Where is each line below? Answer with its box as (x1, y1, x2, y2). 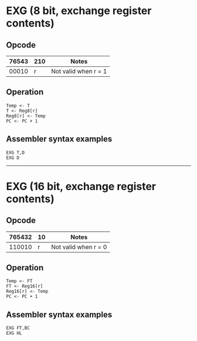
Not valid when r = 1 (50, 67, 107, 75)
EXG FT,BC (6, 325, 30, 331)
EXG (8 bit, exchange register (6, 4, 152, 18)
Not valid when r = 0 (50, 242, 107, 251)
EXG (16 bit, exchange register (6, 180, 157, 193)
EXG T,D (6, 150, 25, 156)
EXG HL (6, 330, 22, 336)
